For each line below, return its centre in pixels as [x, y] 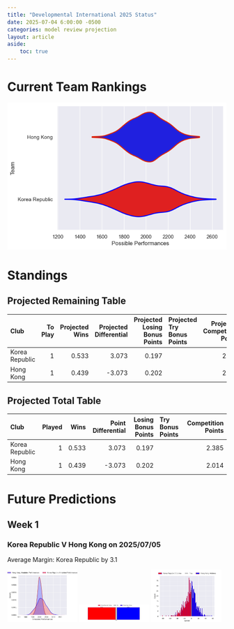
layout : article [31, 37]
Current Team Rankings [77, 87]
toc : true [34, 52]
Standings [38, 275]
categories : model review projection [62, 29]
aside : [17, 44]
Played [52, 427]
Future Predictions [62, 499]
